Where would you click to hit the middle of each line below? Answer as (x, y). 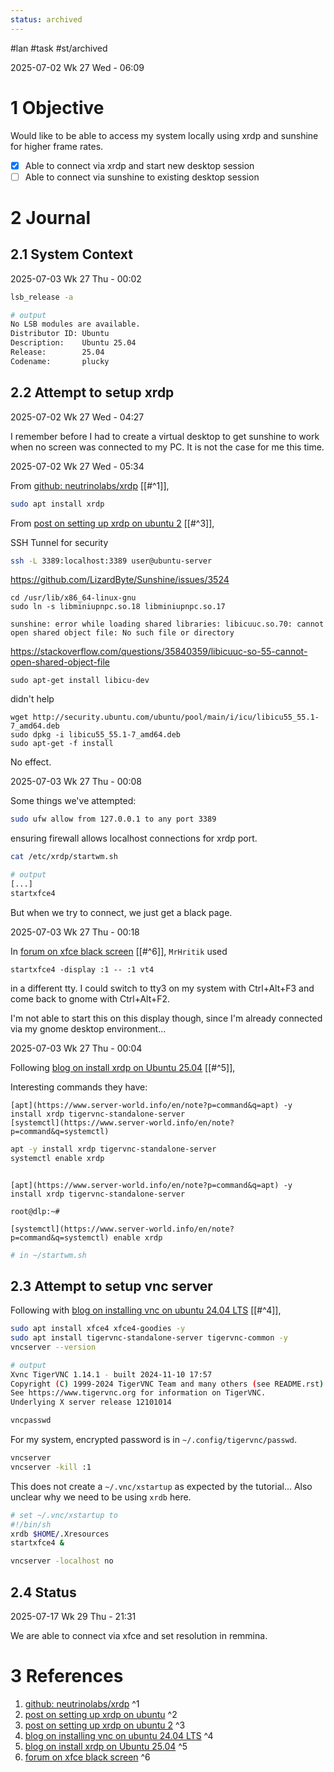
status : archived (46, 19)
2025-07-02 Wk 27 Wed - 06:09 (77, 67)
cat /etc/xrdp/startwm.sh (64, 857)
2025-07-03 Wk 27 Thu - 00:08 (76, 782)
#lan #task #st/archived (59, 48)
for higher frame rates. (57, 146)
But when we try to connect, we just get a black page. (121, 912)
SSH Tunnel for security (59, 542)
